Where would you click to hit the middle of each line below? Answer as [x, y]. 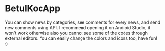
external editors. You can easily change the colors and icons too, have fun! [81, 38]
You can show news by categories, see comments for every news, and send [83, 22]
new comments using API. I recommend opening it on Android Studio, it [78, 27]
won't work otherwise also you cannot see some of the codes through [77, 33]
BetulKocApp [33, 9]
